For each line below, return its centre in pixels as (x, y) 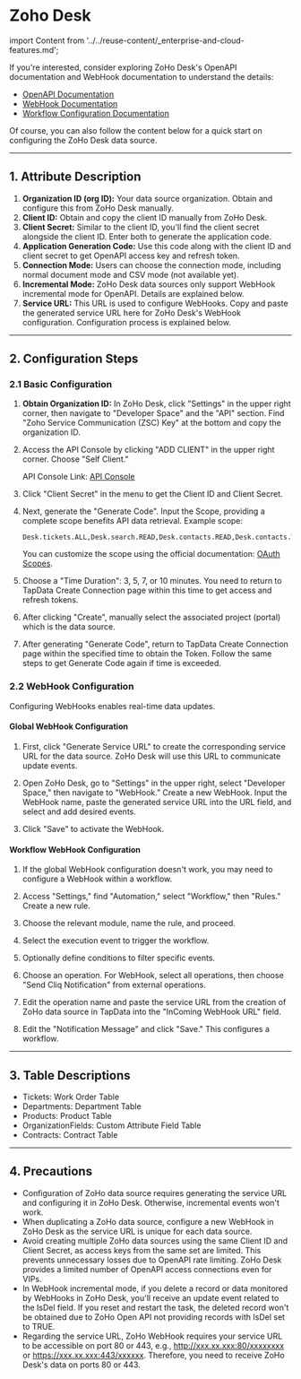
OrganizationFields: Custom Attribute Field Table (112, 1125)
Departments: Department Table (82, 1106)
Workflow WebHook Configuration (75, 849)
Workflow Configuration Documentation (96, 113)
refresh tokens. (50, 600)
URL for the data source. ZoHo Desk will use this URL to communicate (151, 756)
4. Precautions (51, 1171)
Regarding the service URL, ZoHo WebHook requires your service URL (152, 1336)
